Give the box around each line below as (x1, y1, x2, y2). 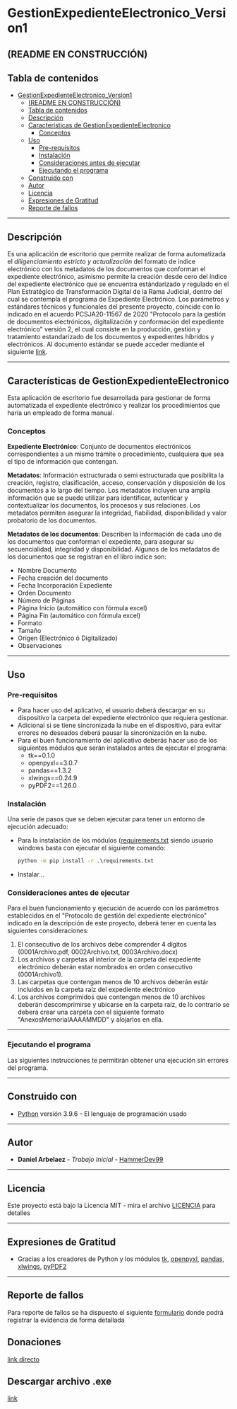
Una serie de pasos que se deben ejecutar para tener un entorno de (7, 815, 205, 823)
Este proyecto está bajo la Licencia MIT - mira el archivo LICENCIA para (7, 1202, 216, 1210)
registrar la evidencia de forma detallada (7, 1316, 125, 1324)
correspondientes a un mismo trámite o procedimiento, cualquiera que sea (7, 450, 224, 458)
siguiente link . (7, 348, 48, 356)
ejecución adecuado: (7, 823, 68, 831)
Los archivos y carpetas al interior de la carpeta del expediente (17, 955, 201, 964)
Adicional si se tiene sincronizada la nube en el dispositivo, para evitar (17, 721, 222, 729)
